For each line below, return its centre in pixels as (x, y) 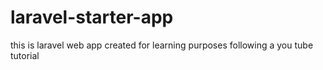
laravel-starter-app (92, 17)
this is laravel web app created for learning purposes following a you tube (162, 45)
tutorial (25, 55)
